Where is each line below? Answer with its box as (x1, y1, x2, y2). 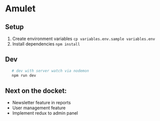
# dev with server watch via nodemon (11, 68, 90, 73)
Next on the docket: (5, 86, 67, 95)
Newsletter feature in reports (12, 100, 71, 106)
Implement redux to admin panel (12, 110, 78, 116)
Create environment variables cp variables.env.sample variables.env (12, 36, 155, 41)
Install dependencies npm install (12, 41, 80, 47)
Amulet (5, 3, 36, 14)
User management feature (12, 105, 66, 111)
